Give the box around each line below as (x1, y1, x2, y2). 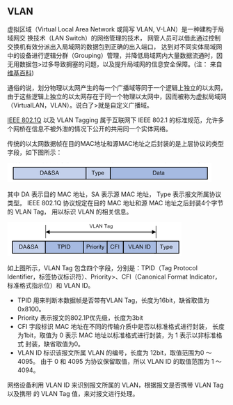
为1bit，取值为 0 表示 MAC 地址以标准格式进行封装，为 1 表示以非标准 (17, 331, 217, 339)
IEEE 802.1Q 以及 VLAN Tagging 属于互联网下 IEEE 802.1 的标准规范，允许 (7, 115, 218, 124)
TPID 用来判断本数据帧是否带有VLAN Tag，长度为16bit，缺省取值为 (17, 296, 210, 304)
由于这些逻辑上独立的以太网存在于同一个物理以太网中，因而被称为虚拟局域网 (7, 92, 227, 101)
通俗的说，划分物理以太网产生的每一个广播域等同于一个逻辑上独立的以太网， (7, 83, 227, 91)
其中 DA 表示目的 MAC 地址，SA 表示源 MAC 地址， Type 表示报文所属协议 (7, 190, 222, 198)
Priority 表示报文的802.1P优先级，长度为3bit (17, 314, 144, 322)
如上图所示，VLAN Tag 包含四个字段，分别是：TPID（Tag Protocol (7, 263, 198, 272)
